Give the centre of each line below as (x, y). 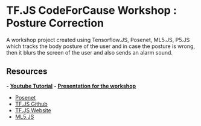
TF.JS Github (31, 104)
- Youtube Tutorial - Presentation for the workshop (71, 86)
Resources (27, 72)
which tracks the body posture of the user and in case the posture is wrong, (101, 46)
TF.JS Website (33, 110)
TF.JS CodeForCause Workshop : (91, 10)
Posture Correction (55, 23)
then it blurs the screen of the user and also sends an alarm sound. (90, 52)
